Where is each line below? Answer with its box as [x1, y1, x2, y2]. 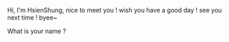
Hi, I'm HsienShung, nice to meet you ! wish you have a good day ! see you [7, 6, 222, 14]
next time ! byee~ [7, 13, 58, 22]
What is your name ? [7, 27, 66, 35]
